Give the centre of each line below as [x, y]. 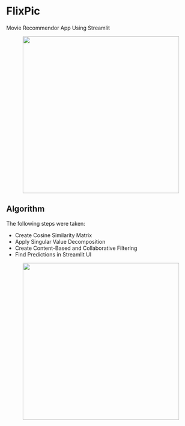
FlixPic [23, 11]
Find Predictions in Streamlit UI [53, 254]
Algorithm [26, 209]
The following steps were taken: [46, 223]
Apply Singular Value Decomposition [60, 241]
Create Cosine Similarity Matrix [53, 235]
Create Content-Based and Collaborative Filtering [76, 248]
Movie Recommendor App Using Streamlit [58, 28]
